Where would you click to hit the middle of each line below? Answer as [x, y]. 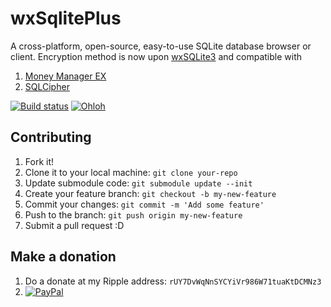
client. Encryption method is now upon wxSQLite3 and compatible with [156, 56]
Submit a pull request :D [74, 225]
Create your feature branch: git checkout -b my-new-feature [150, 193]
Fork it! [39, 161]
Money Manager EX [65, 76]
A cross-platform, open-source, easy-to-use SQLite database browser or [161, 46]
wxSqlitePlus [66, 18]
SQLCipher [47, 86]
